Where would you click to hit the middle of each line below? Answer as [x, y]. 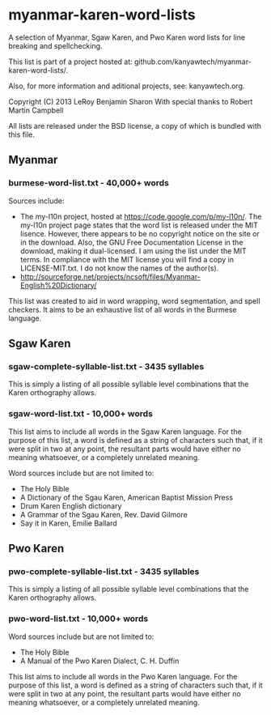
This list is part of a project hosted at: [71, 62]
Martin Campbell [36, 110]
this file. [21, 134]
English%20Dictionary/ [58, 285]
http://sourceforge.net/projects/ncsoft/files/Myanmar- [110, 276]
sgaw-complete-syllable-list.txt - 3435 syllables [106, 366]
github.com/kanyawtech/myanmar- [193, 62]
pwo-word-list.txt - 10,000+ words [78, 619]
